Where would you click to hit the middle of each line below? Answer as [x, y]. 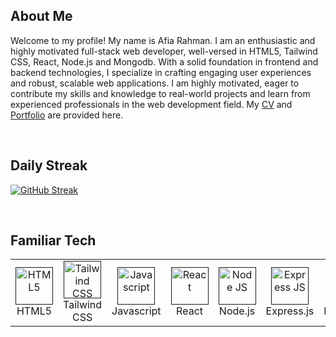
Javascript [136, 311]
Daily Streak [49, 165]
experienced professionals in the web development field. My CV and [151, 104]
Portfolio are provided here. [67, 115]
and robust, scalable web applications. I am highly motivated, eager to [155, 83]
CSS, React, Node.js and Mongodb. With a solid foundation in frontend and [164, 61]
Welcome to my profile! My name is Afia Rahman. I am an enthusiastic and [163, 40]
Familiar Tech [53, 240]
